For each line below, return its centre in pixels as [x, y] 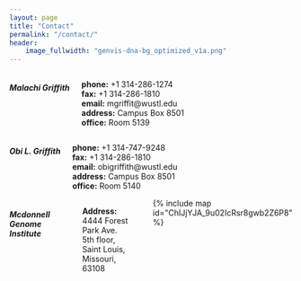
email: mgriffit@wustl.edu [129, 103]
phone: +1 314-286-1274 [127, 84]
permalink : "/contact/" [54, 34]
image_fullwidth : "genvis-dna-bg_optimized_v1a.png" [126, 51]
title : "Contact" [42, 26]
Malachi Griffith [40, 87]
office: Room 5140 [106, 186]
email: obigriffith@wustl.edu [125, 167]
